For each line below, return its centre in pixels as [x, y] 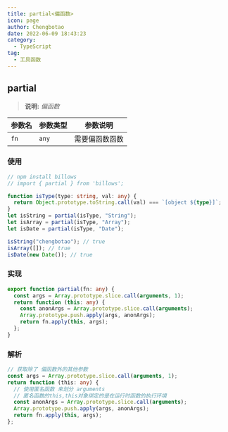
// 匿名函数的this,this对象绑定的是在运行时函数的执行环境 [90, 395]
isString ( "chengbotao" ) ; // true [56, 241]
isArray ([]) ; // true [39, 248]
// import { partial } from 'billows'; [66, 183]
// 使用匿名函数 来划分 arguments [59, 389]
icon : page [23, 20]
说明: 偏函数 [42, 106]
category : [22, 40]
